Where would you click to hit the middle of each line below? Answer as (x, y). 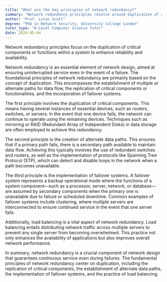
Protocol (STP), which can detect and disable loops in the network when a (81, 160)
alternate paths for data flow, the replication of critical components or (76, 88)
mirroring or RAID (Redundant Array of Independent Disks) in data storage (81, 124)
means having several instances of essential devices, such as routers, (77, 108)
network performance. (28, 243)
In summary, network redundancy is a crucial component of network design (83, 253)
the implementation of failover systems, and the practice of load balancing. (82, 274)
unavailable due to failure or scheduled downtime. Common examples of (79, 196)
